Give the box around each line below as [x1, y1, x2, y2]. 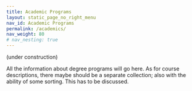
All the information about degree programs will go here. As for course [6, 65, 180, 72]
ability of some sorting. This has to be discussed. [6, 78, 129, 85]
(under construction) [6, 54, 58, 60]
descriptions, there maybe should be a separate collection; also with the [6, 72, 187, 78]
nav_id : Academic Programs [6, 20, 74, 26]
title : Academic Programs [6, 8, 71, 15]
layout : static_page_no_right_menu [6, 14, 96, 20]
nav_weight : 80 [6, 31, 45, 37]
